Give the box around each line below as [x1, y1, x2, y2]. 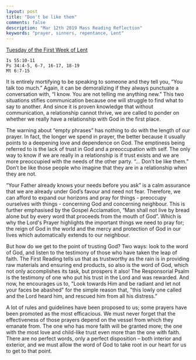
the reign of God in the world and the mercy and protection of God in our [6, 225, 181, 232]
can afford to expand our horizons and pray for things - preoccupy [6, 194, 167, 201]
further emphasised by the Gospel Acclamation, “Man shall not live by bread [6, 207, 190, 214]
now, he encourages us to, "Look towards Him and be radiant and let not [6, 280, 181, 287]
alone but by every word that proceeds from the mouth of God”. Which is [6, 213, 181, 220]
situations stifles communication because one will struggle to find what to [6, 97, 184, 104]
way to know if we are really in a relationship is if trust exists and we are [6, 152, 180, 159]
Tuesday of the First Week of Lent [6, 46, 88, 53]
